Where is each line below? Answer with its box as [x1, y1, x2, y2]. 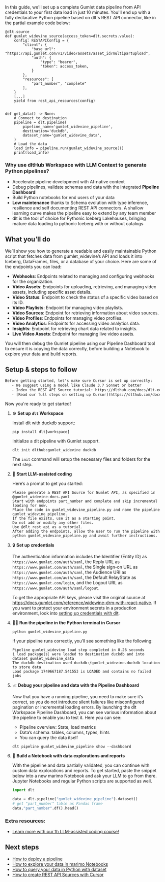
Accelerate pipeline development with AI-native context [12, 179, 125, 185]
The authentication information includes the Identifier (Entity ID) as [12, 554, 147, 560]
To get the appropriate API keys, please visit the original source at [12, 595, 146, 601]
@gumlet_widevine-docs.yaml [12, 495, 70, 500]
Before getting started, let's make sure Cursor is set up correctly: [5, 378, 153, 383]
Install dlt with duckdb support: [12, 420, 75, 426]
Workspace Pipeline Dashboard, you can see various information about [12, 710, 157, 715]
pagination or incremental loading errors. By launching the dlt [12, 704, 137, 710]
